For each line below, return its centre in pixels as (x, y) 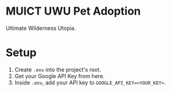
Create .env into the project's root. (58, 69)
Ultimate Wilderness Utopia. (41, 28)
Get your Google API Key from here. (59, 76)
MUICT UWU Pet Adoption (73, 11)
